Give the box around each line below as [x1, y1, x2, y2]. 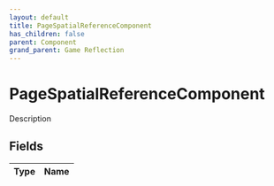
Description [9, 113, 51, 124]
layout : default [9, 12, 69, 22]
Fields [9, 139, 44, 154]
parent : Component [9, 37, 77, 47]
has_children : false [9, 29, 86, 38]
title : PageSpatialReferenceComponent [9, 21, 152, 30]
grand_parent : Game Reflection [9, 46, 125, 55]
